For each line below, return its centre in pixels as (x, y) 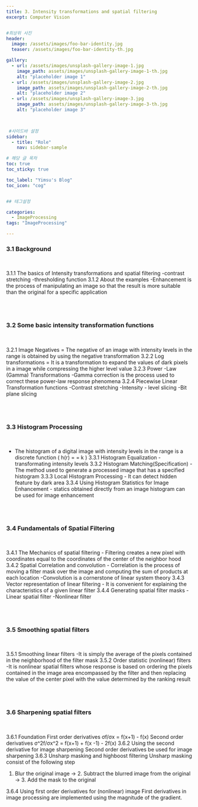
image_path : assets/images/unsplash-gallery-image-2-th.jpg (92, 88)
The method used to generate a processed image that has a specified (100, 470)
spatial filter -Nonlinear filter (57, 597)
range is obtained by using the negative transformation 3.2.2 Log (85, 356)
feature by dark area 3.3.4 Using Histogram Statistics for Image (92, 483)
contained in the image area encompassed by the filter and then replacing (96, 673)
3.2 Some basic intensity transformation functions (80, 325)
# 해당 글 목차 (22, 158)
